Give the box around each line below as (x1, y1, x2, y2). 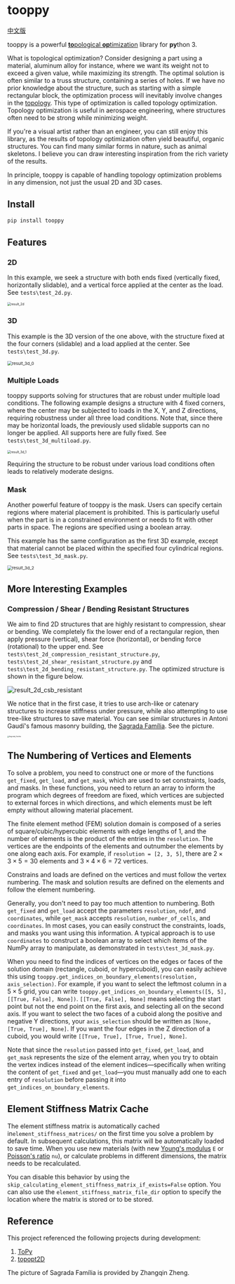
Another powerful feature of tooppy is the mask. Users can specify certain (7, 501, 222, 509)
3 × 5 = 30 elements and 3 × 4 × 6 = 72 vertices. (7, 856, 149, 865)
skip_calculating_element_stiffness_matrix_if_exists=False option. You (7, 1180, 221, 1189)
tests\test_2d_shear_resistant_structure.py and (7, 657, 152, 666)
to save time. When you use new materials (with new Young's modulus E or (7, 1144, 224, 1153)
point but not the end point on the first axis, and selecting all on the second (7, 1002, 224, 1010)
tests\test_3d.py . (7, 347, 60, 355)
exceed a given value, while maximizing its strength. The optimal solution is (7, 69, 225, 77)
